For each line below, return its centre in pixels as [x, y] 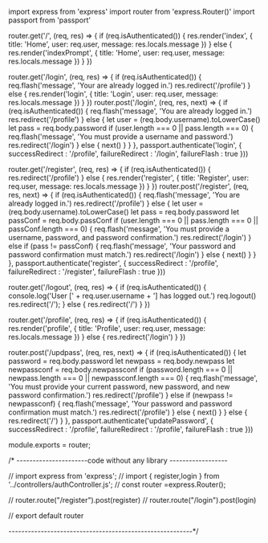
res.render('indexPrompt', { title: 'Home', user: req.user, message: [117, 53]
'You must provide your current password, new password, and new [119, 386]
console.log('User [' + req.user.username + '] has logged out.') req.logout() [132, 296]
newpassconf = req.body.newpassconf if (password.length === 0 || [120, 369]
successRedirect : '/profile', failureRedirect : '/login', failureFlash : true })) [128, 153]
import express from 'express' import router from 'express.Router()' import [132, 12]
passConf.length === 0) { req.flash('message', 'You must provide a [119, 229]
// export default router [46, 516]
